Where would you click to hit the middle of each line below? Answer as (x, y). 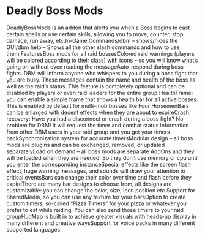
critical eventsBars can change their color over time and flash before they (99, 177)
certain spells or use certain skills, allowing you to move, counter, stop (95, 34)
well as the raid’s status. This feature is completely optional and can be (96, 86)
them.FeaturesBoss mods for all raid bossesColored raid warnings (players (100, 53)
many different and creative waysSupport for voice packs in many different (101, 223)
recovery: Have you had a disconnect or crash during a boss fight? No (95, 119)
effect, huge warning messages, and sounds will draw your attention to (96, 171)
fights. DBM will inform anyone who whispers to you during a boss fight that (102, 73)
